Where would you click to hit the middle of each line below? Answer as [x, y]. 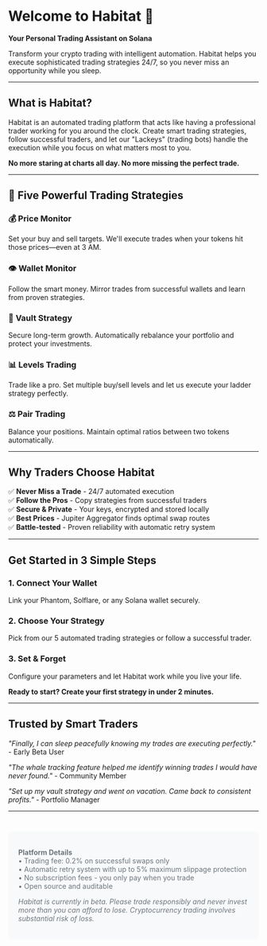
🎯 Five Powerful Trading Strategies [96, 195]
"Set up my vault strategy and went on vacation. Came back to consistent [130, 791]
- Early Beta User [37, 752]
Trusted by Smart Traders [73, 724]
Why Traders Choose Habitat [81, 473]
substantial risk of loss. [56, 918]
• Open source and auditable [66, 886]
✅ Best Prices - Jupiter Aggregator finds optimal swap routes [109, 518]
